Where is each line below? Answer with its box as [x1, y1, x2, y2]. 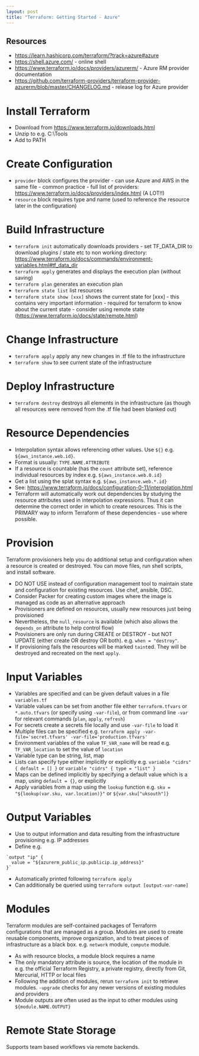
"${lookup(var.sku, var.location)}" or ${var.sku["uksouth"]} [14, 789, 169, 796]
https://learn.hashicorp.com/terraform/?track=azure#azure [14, 52, 159, 59]
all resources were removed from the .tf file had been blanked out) [14, 406, 176, 413]
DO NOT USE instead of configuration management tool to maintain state [14, 580, 193, 587]
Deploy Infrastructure [6, 380, 115, 393]
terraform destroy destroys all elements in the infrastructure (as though [14, 399, 191, 406]
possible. [14, 515, 37, 523]
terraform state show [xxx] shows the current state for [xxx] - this [14, 293, 179, 301]
